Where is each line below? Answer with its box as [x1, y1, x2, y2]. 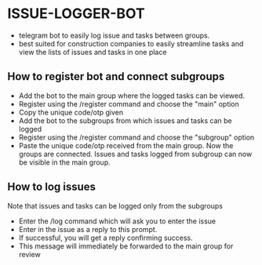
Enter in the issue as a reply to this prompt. [18, 224, 158, 234]
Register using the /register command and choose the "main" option [18, 99, 240, 108]
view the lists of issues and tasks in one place [18, 47, 167, 56]
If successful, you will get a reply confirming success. [18, 233, 193, 242]
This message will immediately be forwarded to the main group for [18, 241, 234, 251]
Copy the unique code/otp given [18, 107, 124, 117]
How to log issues [7, 180, 96, 194]
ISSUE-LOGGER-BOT [7, 5, 146, 23]
